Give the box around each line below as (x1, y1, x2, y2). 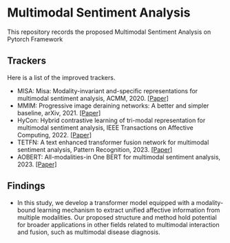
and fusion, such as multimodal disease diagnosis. (17, 228, 160, 236)
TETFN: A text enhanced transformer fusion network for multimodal (17, 138, 209, 146)
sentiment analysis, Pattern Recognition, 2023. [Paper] (17, 145, 173, 153)
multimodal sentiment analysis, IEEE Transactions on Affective (17, 123, 194, 132)
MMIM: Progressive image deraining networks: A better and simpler (17, 101, 209, 110)
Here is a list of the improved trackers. (7, 73, 116, 81)
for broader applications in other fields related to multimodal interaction (17, 220, 220, 229)
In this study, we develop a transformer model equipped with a (17, 198, 195, 206)
